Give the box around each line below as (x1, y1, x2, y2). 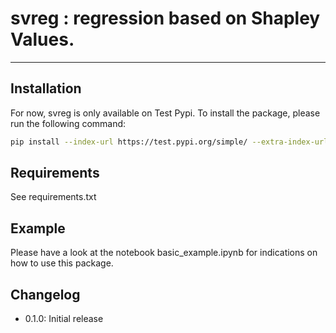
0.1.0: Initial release (24, 313, 104, 325)
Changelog (10, 286, 81, 303)
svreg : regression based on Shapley (10, 7, 321, 30)
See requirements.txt (10, 191, 97, 203)
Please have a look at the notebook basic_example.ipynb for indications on (10, 247, 318, 259)
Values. (10, 28, 75, 51)
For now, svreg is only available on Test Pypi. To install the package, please (10, 107, 321, 119)
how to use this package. (10, 257, 114, 269)
